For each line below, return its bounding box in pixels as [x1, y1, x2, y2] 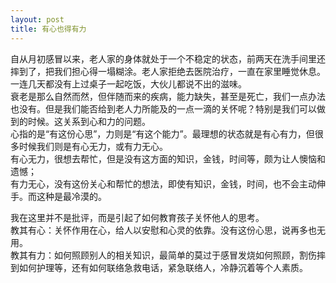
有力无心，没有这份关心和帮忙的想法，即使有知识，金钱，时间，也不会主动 [10, 177, 317, 190]
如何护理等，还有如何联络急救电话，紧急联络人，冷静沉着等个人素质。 [18, 261, 308, 273]
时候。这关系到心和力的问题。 [27, 115, 151, 127]
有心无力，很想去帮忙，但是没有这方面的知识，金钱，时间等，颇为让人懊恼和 [10, 152, 326, 165]
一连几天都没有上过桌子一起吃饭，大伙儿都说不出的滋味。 [10, 77, 247, 90]
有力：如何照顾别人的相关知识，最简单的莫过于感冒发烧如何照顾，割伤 [27, 249, 317, 261]
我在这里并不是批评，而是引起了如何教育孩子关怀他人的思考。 [10, 211, 265, 223]
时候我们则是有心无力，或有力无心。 [18, 140, 168, 152]
